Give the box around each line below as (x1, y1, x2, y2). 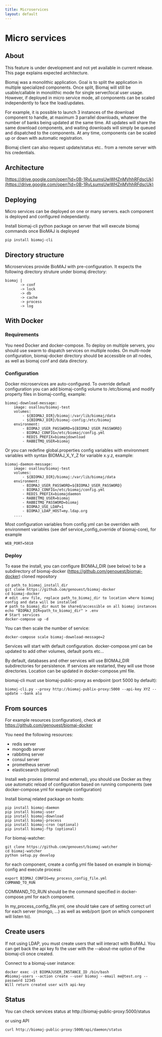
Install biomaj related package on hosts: (5, 796, 85, 802)
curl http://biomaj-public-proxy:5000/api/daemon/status (5, 1027, 122, 1032)
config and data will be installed (5, 600, 77, 605)
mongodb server (12, 746, 45, 752)
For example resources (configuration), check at (5, 717, 102, 723)
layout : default (5, 12, 38, 16)
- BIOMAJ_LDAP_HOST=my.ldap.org (22, 508, 88, 513)
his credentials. (5, 149, 35, 155)
